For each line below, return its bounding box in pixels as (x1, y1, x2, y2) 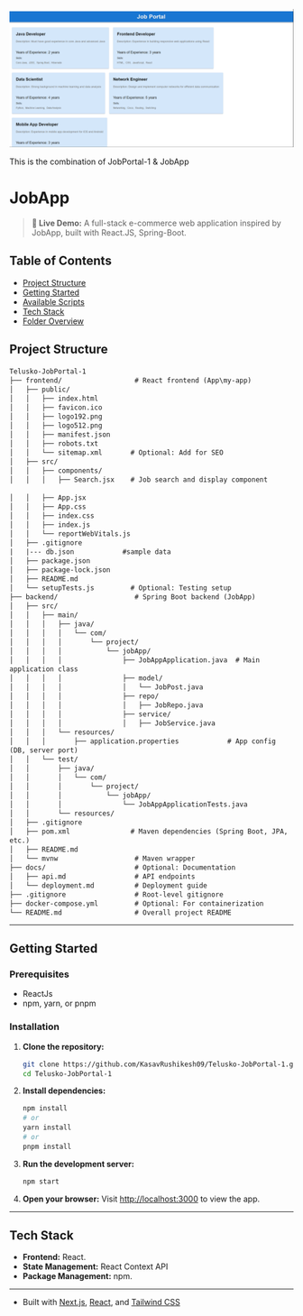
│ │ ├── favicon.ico (9, 402, 103, 412)
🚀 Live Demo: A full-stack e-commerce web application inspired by (31, 217, 281, 229)
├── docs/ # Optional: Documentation (9, 862, 236, 872)
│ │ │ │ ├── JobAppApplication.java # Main (9, 655, 260, 665)
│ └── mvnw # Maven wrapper (9, 853, 196, 863)
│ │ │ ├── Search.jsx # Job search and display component (9, 474, 269, 484)
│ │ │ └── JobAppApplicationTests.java (9, 799, 248, 809)
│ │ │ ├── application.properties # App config (9, 736, 277, 746)
